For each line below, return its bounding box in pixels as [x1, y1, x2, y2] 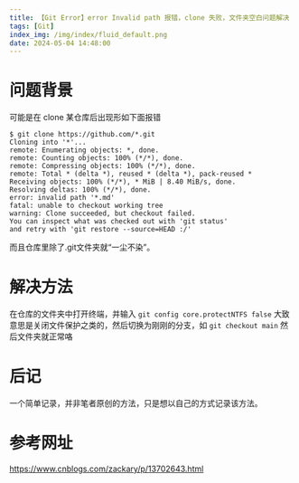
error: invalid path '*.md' [9, 194, 116, 203]
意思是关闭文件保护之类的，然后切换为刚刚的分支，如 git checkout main [9, 320, 278, 331]
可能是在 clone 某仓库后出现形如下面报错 [9, 112, 162, 123]
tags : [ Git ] [9, 22, 54, 31]
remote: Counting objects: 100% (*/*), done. [9, 154, 183, 163]
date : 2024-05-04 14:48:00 [9, 38, 111, 48]
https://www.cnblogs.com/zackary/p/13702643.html [9, 463, 204, 474]
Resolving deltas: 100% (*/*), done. [9, 185, 152, 194]
